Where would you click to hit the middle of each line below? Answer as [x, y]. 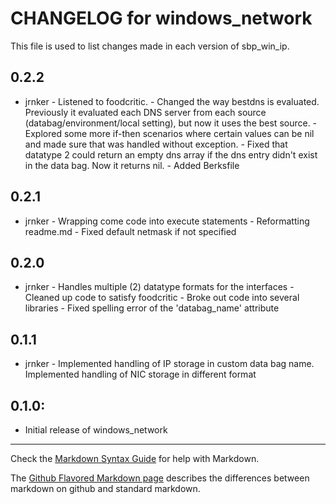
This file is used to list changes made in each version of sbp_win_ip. [150, 46]
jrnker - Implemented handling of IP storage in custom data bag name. [169, 364]
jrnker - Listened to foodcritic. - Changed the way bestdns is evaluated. [172, 101]
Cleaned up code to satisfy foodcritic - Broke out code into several [162, 298]
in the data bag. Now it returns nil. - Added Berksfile [132, 165]
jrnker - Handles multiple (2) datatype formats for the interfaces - [159, 287]
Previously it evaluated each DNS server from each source [145, 112]
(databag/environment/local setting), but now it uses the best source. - [171, 123]
